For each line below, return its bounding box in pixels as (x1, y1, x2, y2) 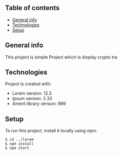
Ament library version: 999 (12, 101, 66, 106)
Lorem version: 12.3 (12, 90, 52, 96)
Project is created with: (5, 81, 52, 87)
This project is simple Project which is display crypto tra (5, 54, 118, 60)
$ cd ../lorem (5, 137, 34, 142)
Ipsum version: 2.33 (12, 96, 52, 102)
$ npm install (5, 141, 34, 146)
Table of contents (5, 4, 60, 12)
